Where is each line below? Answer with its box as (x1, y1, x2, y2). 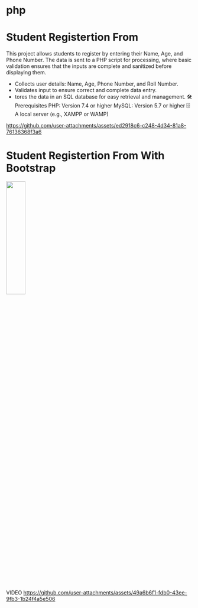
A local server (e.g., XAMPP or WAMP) (14, 110, 109, 118)
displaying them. (6, 69, 47, 76)
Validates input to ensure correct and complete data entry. (14, 87, 157, 94)
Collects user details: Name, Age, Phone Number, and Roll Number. (14, 80, 178, 87)
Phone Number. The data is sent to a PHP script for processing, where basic (6, 57, 192, 64)
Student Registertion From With (6, 149, 165, 162)
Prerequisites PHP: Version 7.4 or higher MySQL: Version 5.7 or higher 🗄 (14, 102, 190, 109)
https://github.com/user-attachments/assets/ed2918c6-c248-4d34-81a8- (6, 122, 187, 129)
